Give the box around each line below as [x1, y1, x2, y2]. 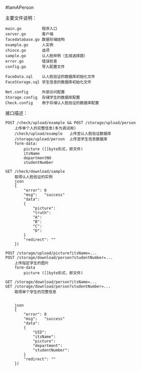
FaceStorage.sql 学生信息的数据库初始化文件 [5, 79, 92, 85]
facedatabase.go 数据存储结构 [5, 37, 65, 42]
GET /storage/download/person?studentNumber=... [5, 284, 111, 289]
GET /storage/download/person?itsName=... [5, 279, 97, 284]
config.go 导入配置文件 [5, 64, 65, 69]
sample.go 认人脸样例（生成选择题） [5, 53, 88, 58]
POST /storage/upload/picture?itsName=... [5, 251, 97, 256]
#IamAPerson [5, 5, 34, 10]
